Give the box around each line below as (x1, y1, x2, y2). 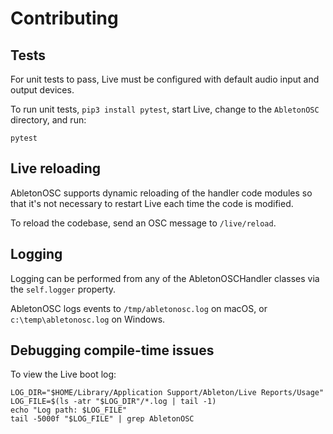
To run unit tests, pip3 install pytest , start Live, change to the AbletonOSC (10, 103, 320, 115)
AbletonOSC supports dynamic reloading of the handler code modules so (10, 187, 313, 199)
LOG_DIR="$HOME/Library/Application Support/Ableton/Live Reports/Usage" (10, 388, 325, 398)
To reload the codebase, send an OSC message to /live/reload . (10, 217, 277, 229)
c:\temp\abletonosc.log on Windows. (10, 313, 166, 325)
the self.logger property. (10, 283, 117, 295)
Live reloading (10, 160, 102, 177)
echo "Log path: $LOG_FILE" (10, 405, 128, 416)
